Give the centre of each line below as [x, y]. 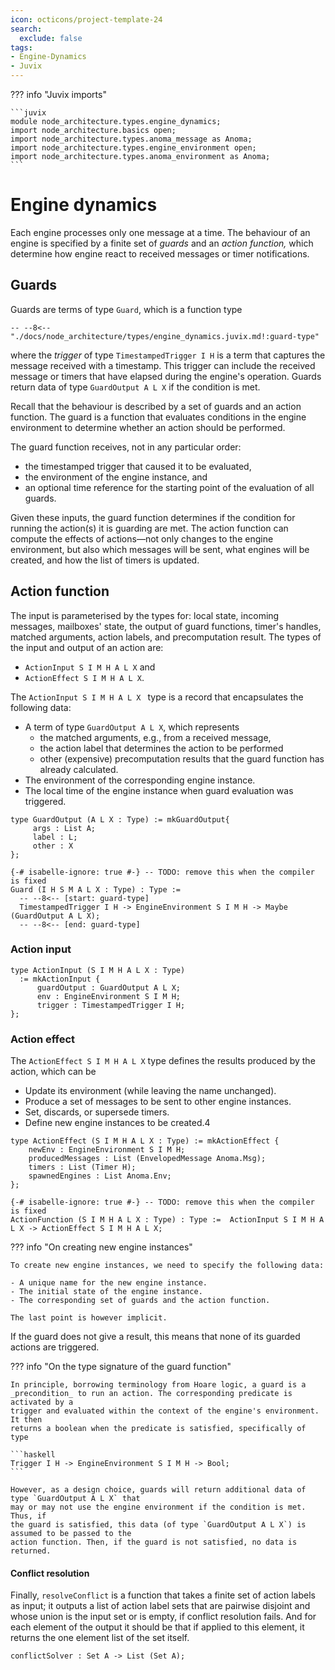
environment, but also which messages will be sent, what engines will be [160, 549]
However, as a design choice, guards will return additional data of [158, 1490]
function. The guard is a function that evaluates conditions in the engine [158, 417]
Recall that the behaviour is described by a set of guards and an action [156, 406]
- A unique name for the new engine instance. [109, 1283]
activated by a [42, 1402]
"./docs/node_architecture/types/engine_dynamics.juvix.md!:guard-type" [165, 336]
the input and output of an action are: [87, 647]
